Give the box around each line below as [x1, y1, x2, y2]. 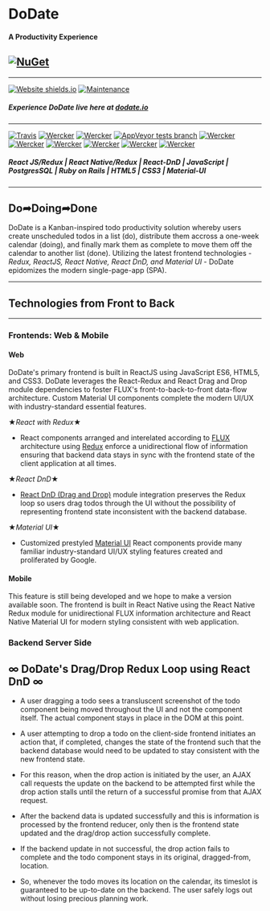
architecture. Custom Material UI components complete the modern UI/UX [8, 394, 255, 403]
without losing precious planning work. [19, 894, 149, 904]
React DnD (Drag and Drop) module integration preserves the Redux [19, 490, 247, 500]
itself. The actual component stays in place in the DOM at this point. [19, 713, 244, 723]
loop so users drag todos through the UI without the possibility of [19, 498, 236, 508]
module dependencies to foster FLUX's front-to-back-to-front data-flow [8, 385, 247, 394]
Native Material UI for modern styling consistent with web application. [8, 617, 239, 627]
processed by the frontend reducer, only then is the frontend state [19, 820, 239, 830]
